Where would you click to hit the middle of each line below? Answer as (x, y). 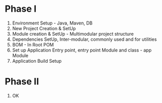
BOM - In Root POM (33, 44)
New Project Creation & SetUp (44, 28)
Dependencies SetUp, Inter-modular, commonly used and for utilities (84, 39)
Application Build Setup (37, 61)
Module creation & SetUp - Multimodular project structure (73, 34)
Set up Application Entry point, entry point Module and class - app (82, 50)
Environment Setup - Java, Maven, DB (52, 23)
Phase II (22, 82)
